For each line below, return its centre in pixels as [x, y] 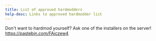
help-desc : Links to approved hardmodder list [54, 14]
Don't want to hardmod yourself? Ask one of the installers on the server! [78, 28]
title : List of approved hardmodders [44, 10]
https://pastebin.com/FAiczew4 [37, 33]
